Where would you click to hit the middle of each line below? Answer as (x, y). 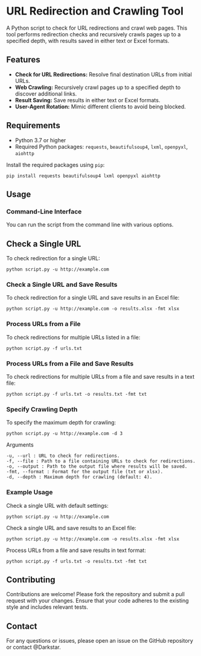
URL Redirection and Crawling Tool (95, 11)
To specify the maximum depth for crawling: (61, 422)
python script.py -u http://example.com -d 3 (64, 434)
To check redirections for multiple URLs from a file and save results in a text (101, 376)
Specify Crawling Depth (42, 409)
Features (23, 60)
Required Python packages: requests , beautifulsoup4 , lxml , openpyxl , (101, 146)
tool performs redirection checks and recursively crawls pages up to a (94, 34)
